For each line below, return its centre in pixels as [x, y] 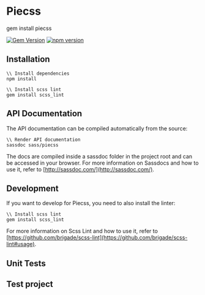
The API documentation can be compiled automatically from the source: [97, 128]
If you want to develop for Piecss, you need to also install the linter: [91, 203]
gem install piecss [29, 28]
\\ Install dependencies [38, 73]
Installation [28, 59]
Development [33, 188]
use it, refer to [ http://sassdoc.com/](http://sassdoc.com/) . [80, 169]
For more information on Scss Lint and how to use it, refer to [82, 231]
